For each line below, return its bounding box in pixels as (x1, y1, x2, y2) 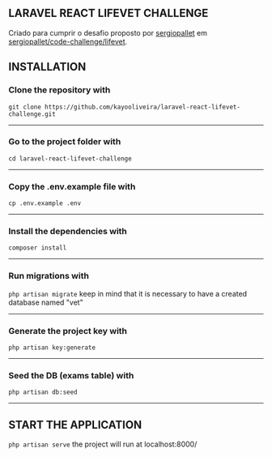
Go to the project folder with (8, 136, 121, 147)
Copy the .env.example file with (8, 181, 136, 192)
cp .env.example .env (8, 199, 82, 207)
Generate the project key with (8, 325, 128, 336)
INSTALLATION (8, 60, 87, 74)
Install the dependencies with (8, 226, 128, 237)
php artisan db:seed (8, 388, 79, 396)
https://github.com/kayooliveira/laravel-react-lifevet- (44, 103, 241, 111)
